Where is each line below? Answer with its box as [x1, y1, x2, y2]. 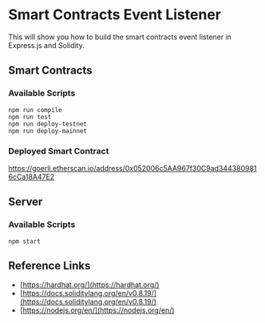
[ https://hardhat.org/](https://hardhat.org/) [19, 280, 160, 289]
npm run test [8, 113, 52, 121]
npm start [8, 237, 42, 245]
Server [8, 195, 43, 209]
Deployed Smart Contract [8, 146, 109, 157]
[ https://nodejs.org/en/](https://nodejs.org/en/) [19, 305, 175, 315]
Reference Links [8, 259, 91, 273]
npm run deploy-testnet [8, 120, 88, 128]
